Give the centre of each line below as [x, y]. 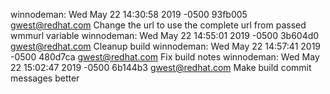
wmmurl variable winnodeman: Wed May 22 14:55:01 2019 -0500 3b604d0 [165, 35]
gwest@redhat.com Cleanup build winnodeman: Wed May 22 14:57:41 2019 [166, 46]
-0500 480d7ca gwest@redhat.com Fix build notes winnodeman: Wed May [165, 57]
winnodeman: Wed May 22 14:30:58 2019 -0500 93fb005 [129, 14]
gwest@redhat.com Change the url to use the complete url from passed [158, 25]
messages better [45, 78]
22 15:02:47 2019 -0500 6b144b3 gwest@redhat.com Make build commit [161, 67]
